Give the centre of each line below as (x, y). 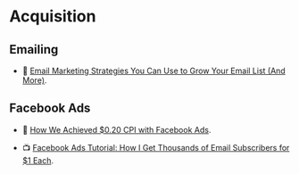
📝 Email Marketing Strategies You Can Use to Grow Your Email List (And (154, 70)
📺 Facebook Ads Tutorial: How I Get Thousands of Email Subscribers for (156, 147)
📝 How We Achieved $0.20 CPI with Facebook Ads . (116, 129)
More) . (34, 80)
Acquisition (53, 17)
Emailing (34, 50)
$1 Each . (38, 160)
